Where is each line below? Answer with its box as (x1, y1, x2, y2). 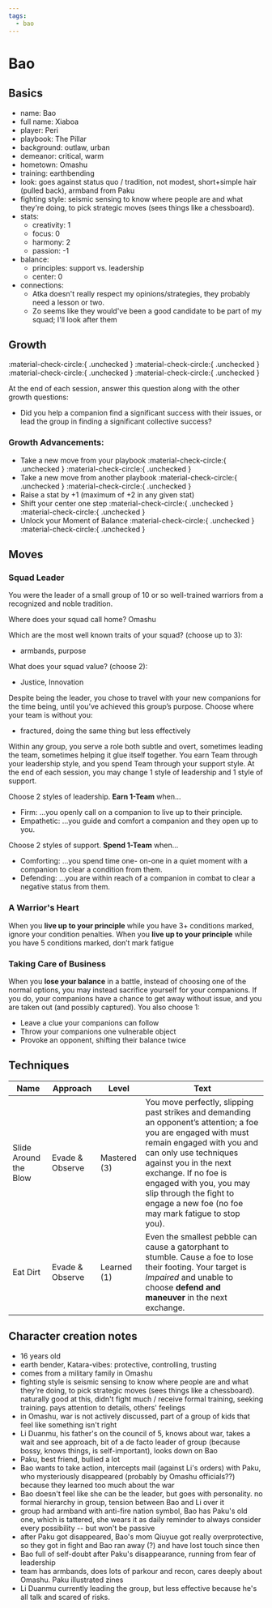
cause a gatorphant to (145, 1241, 229, 1252)
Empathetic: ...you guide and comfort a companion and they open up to (19, 816, 259, 826)
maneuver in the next (145, 1291, 228, 1303)
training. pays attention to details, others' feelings (19, 1402, 186, 1412)
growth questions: (8, 392, 69, 402)
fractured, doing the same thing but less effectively (19, 726, 191, 736)
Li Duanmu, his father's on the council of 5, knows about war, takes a (19, 1428, 251, 1438)
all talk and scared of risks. (19, 1592, 111, 1602)
